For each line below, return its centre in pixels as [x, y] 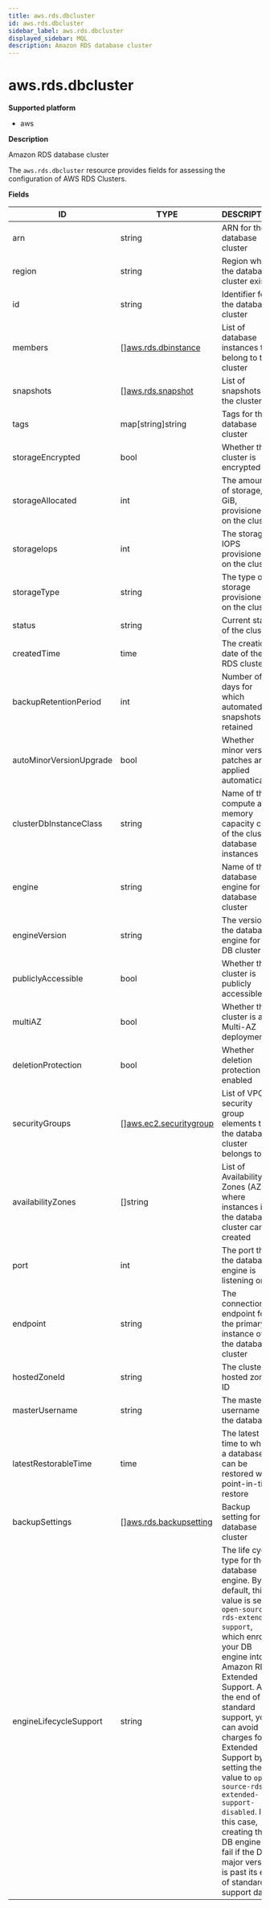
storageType [36, 593]
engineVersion [39, 935]
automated [242, 707]
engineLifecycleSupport [57, 1721]
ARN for [236, 228]
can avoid [240, 1728]
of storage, [242, 490]
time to [235, 1443]
